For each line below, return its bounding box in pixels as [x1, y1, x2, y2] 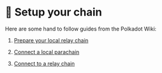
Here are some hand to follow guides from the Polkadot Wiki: [5, 25, 157, 32]
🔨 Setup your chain [5, 5, 103, 19]
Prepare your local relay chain [13, 36, 89, 44]
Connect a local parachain [13, 48, 80, 56]
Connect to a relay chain [13, 60, 76, 67]
